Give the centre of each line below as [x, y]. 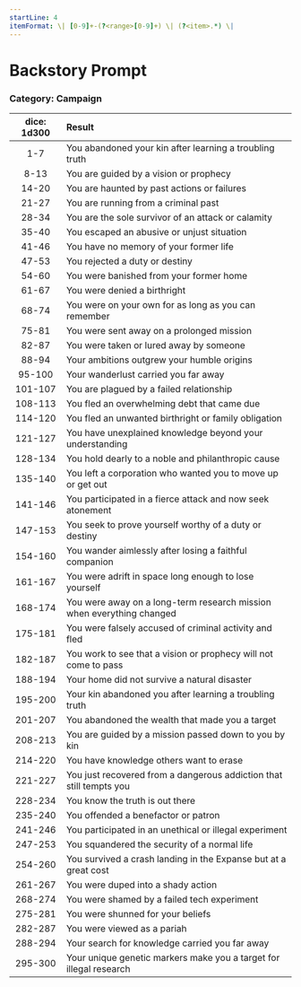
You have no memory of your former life [150, 246]
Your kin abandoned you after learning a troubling [170, 694]
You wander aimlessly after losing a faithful [156, 550]
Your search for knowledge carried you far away [168, 943]
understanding [97, 443]
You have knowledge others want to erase [155, 760]
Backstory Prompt [78, 70]
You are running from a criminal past [142, 203]
